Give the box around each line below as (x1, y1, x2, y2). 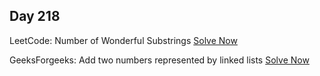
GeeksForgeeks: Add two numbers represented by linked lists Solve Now (9, 54, 310, 66)
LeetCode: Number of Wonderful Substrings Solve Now (9, 34, 238, 46)
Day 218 (9, 8, 61, 25)
